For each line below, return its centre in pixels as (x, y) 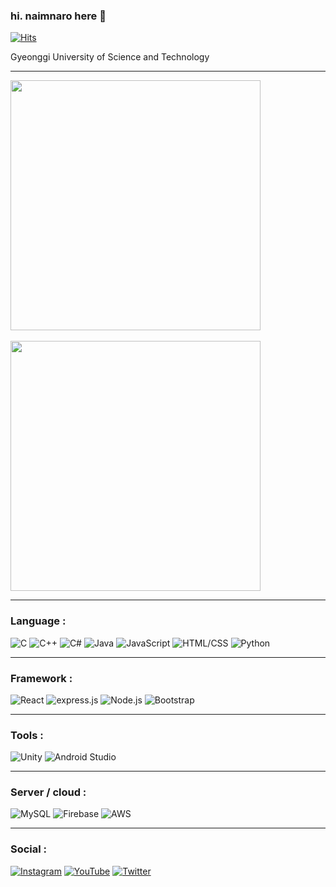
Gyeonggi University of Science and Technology (110, 57)
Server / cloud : (48, 792)
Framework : (41, 678)
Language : (38, 621)
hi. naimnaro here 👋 (58, 16)
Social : (29, 849)
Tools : (27, 735)
